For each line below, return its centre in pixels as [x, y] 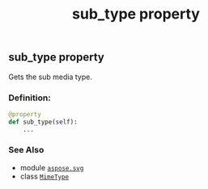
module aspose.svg [52, 167]
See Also [26, 150]
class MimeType [45, 176]
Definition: [30, 98]
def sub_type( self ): [43, 122]
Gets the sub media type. [51, 77]
